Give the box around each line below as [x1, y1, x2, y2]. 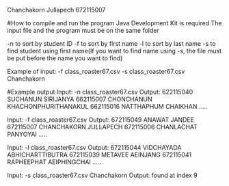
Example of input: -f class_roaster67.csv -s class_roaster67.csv [7, 68, 185, 75]
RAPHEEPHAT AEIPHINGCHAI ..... [7, 158, 101, 166]
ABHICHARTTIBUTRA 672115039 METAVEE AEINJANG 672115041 [7, 150, 192, 159]
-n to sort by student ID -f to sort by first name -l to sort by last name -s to [7, 40, 217, 47]
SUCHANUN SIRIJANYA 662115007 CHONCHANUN [7, 95, 152, 103]
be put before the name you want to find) [7, 54, 123, 62]
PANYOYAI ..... [7, 130, 48, 138]
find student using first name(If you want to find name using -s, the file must [7, 47, 222, 55]
